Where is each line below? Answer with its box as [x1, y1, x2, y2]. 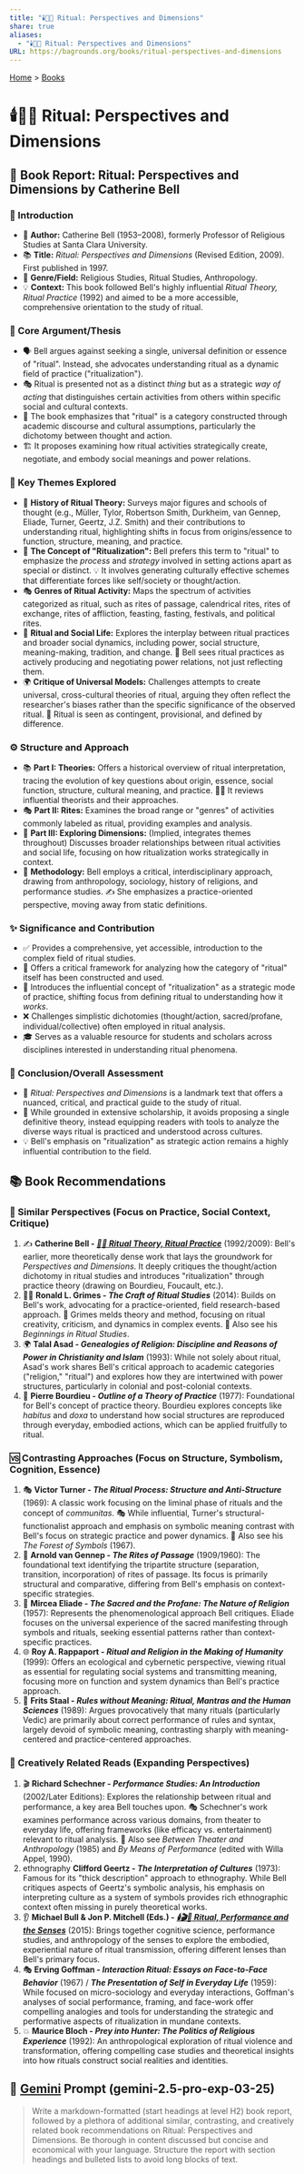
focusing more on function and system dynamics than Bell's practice [22, 1676, 279, 1687]
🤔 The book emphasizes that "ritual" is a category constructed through [22, 411, 288, 422]
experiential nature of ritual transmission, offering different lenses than [22, 1944, 287, 1955]
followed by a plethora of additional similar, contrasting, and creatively [31, 2115, 295, 2126]
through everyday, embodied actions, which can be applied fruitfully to [22, 1420, 288, 1431]
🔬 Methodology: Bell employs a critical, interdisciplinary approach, [22, 866, 273, 877]
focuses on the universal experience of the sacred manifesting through [22, 1617, 289, 1628]
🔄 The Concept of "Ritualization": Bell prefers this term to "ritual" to [22, 545, 279, 556]
